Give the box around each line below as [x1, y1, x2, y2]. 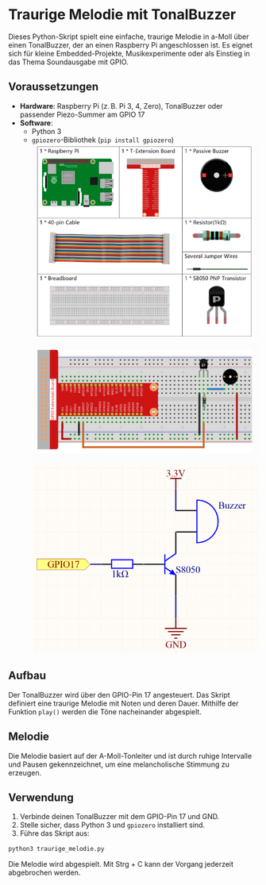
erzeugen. [8, 768, 42, 777]
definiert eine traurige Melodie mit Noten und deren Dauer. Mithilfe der [8, 698, 239, 708]
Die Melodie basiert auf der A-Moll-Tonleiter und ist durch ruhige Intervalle [8, 751, 253, 760]
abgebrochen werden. [8, 868, 81, 878]
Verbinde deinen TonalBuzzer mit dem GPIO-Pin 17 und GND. [19, 812, 220, 822]
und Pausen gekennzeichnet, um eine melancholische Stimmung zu [8, 760, 230, 769]
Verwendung [8, 791, 74, 804]
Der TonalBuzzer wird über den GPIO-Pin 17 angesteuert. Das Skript [8, 690, 230, 699]
